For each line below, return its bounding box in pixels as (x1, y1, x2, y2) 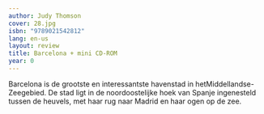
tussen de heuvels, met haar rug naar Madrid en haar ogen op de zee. (8, 96, 242, 106)
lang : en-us (8, 34, 49, 43)
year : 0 (8, 57, 35, 65)
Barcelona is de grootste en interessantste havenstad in (8, 78, 194, 89)
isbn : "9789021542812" (8, 27, 85, 35)
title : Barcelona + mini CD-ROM (8, 49, 117, 57)
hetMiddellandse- (195, 78, 255, 89)
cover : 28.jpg (8, 19, 57, 27)
